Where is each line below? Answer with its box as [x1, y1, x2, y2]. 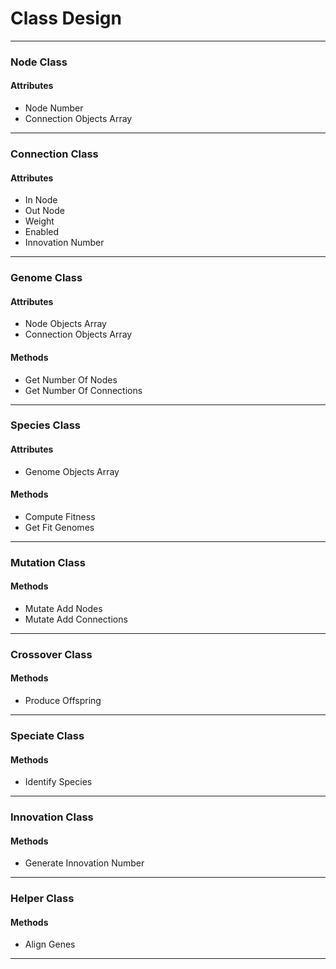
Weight [24, 215, 55, 227]
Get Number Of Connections [24, 384, 143, 396]
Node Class [10, 55, 68, 69]
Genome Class [10, 271, 83, 285]
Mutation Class [10, 555, 86, 569]
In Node [24, 194, 58, 206]
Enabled [24, 226, 60, 238]
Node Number [24, 102, 84, 114]
